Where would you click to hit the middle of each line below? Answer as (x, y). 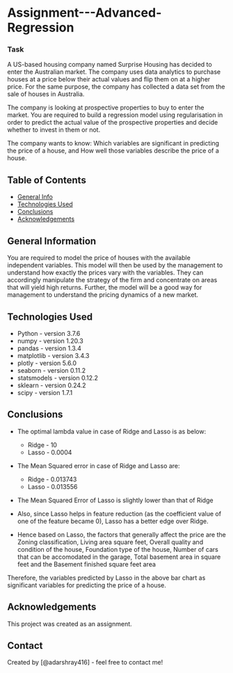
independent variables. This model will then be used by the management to (115, 265)
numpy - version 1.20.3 (50, 341)
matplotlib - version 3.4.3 (53, 355)
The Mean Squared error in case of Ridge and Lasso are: (98, 465)
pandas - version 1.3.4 (49, 348)
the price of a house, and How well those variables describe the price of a (113, 150)
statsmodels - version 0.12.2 (58, 378)
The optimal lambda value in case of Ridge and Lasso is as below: (112, 431)
